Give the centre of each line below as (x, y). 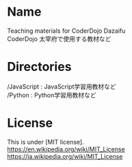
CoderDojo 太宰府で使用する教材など (59, 39)
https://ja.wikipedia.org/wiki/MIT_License (65, 156)
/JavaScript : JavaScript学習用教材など (62, 87)
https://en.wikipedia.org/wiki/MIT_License (66, 149)
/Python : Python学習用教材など (52, 95)
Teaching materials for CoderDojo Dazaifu (66, 31)
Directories (39, 67)
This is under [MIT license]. (45, 142)
